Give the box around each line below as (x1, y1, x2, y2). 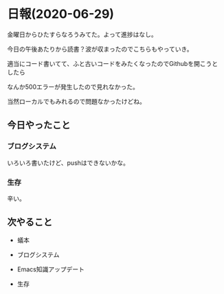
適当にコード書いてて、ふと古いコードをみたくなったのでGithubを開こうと (7, 59, 219, 67)
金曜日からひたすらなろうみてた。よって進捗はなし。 (7, 30, 157, 38)
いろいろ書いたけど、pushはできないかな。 (7, 159, 129, 167)
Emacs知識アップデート (16, 265, 85, 273)
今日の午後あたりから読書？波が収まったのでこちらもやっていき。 (7, 45, 194, 53)
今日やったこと (7, 120, 71, 131)
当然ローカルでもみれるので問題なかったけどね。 (7, 97, 146, 105)
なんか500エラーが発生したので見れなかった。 (7, 82, 139, 91)
